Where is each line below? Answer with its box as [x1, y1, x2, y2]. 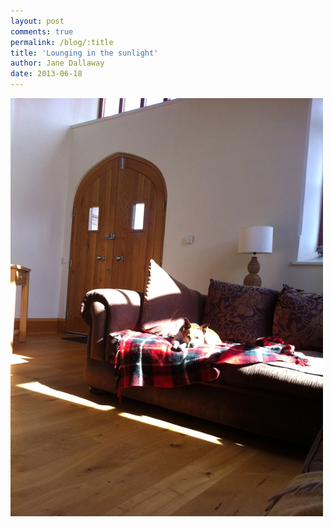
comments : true [10, 26, 74, 37]
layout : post [10, 16, 65, 26]
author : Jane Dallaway [10, 58, 105, 69]
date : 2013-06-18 [10, 69, 83, 79]
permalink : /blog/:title [10, 37, 114, 47]
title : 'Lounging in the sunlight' [10, 48, 159, 58]
